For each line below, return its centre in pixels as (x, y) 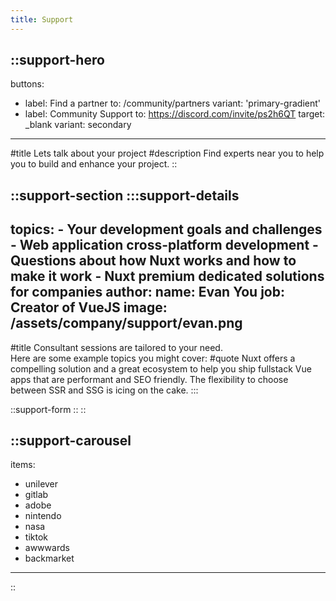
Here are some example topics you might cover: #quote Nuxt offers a (153, 358)
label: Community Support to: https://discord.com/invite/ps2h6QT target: (175, 114)
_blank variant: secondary (78, 125)
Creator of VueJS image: (89, 307)
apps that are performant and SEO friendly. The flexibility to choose (149, 379)
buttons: (27, 84)
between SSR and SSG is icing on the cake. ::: (104, 390)
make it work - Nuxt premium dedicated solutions (167, 276)
